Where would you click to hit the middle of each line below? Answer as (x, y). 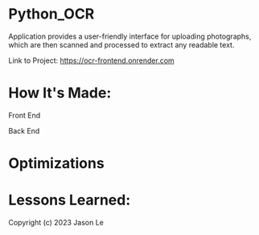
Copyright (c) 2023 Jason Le (56, 223)
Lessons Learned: (70, 200)
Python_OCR (51, 14)
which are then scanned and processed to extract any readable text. (121, 44)
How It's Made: (60, 93)
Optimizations (56, 164)
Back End (24, 130)
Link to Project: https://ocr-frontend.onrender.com (91, 60)
